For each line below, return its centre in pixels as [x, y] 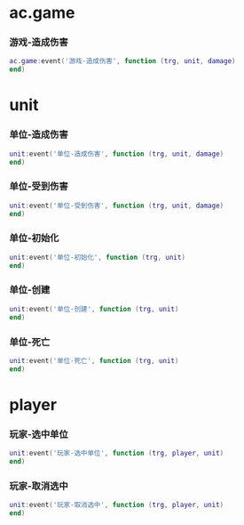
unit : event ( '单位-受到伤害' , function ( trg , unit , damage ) [117, 206]
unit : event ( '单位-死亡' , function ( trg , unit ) [94, 360]
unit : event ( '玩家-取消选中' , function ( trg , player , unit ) [117, 505]
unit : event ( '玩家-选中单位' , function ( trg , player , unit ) [117, 453]
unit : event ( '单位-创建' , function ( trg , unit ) [94, 309]
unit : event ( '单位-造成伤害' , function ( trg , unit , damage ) [117, 154]
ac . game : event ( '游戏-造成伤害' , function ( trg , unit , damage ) [123, 61]
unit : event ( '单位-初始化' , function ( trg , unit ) [98, 257]
